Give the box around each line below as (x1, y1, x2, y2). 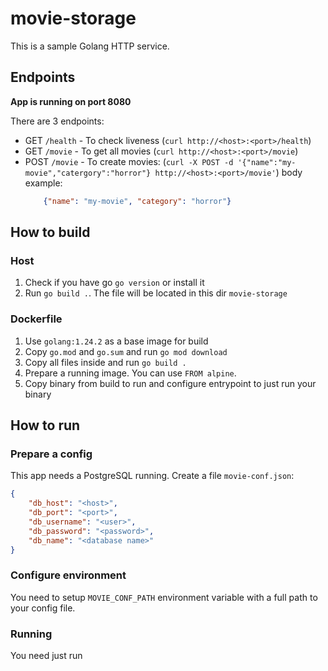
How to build (10, 224, 91, 241)
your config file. (10, 602, 76, 614)
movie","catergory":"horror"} (24, 168, 152, 178)
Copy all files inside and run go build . (24, 356, 187, 368)
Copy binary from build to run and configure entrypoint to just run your (24, 377, 317, 389)
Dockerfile (10, 312, 63, 326)
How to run (10, 417, 81, 434)
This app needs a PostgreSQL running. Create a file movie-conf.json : (10, 470, 295, 482)
